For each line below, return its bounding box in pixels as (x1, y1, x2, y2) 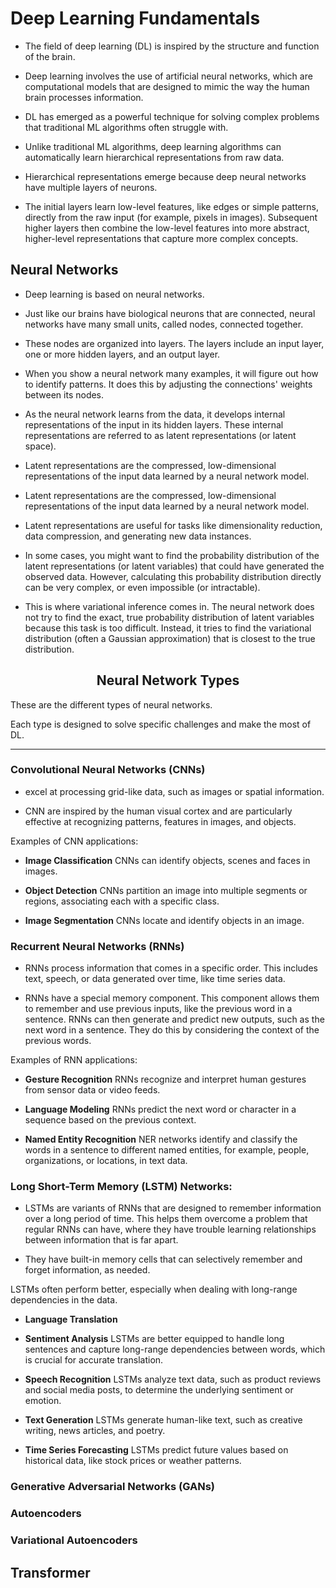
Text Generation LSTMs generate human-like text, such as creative (24, 1414, 303, 1426)
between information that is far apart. (24, 1234, 179, 1246)
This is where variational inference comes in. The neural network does (24, 600, 315, 612)
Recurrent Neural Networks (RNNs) (10, 939, 185, 953)
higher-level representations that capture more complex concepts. (24, 232, 299, 244)
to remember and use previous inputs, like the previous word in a (24, 1003, 293, 1015)
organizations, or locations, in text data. (24, 1155, 188, 1167)
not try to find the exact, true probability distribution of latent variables (24, 611, 315, 623)
